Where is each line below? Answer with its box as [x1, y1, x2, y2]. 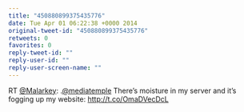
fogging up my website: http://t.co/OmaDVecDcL [8, 94, 170, 104]
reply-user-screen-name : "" [8, 64, 102, 72]
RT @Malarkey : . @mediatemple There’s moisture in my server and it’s [8, 86, 237, 95]
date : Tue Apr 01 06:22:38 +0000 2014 [8, 19, 138, 27]
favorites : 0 [8, 42, 52, 50]
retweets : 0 [8, 34, 48, 42]
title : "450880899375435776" [8, 11, 106, 20]
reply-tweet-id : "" [8, 49, 74, 57]
